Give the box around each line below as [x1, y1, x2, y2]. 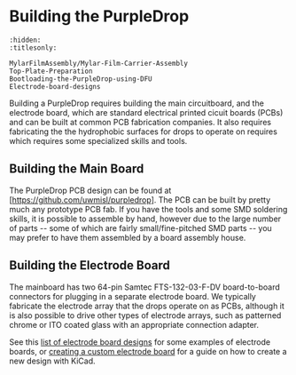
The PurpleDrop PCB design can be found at [9, 185, 172, 195]
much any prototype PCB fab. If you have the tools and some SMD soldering [9, 203, 288, 214]
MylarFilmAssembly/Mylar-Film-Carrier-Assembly [9, 59, 189, 68]
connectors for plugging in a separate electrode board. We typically [9, 291, 257, 301]
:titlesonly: [9, 43, 58, 52]
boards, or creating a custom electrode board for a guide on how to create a [9, 346, 287, 356]
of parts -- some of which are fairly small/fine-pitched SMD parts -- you [9, 222, 272, 233]
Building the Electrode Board [9, 258, 170, 273]
